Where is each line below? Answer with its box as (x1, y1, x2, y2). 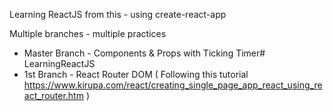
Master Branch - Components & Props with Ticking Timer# (23, 47, 266, 59)
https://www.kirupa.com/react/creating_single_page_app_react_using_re (23, 79, 323, 91)
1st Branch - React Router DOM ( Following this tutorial (23, 69, 249, 80)
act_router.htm (23, 90, 84, 101)
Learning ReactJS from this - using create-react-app (9, 9, 227, 20)
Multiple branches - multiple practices (9, 28, 167, 39)
